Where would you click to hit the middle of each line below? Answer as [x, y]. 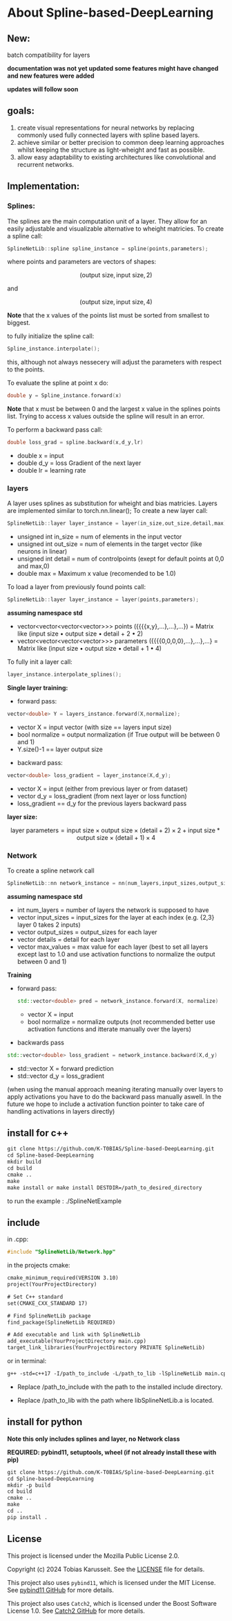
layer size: [22, 816]
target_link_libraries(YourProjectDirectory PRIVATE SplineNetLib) [106, 1348]
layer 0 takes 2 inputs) [49, 925]
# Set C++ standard [35, 1297]
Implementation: [43, 186]
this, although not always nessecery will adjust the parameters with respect [115, 362]
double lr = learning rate [51, 470]
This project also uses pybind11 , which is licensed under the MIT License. [112, 1582]
